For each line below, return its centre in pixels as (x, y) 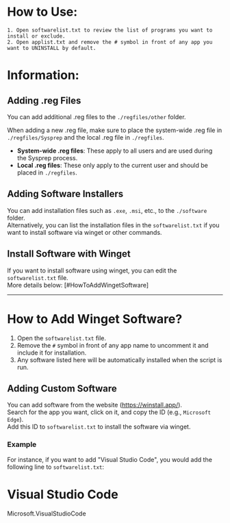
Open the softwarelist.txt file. (62, 338)
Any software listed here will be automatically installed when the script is (119, 359)
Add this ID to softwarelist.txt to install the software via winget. (99, 427)
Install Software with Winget (69, 254)
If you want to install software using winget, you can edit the (92, 270)
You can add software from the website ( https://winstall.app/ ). (95, 405)
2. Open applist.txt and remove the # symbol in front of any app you (110, 42)
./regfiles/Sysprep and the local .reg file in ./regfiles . (86, 137)
